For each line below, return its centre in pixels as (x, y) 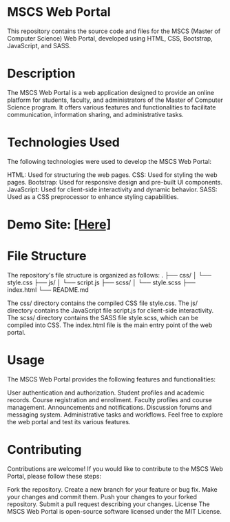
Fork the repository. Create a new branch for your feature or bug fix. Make (113, 489)
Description (41, 74)
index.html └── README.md (48, 289)
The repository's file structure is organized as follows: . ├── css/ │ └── (109, 275)
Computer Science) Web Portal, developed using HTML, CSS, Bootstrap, (110, 38)
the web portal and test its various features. (69, 421)
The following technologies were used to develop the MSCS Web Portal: (109, 161)
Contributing (44, 450)
